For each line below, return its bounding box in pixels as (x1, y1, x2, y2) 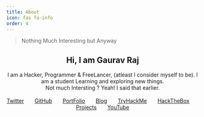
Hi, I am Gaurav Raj (66, 55, 139, 65)
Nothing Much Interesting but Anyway (21, 37, 117, 45)
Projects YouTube (76, 104, 129, 111)
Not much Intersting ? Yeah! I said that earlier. (45, 84, 160, 92)
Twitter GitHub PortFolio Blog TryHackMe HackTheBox (6, 97, 190, 105)
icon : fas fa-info (6, 15, 53, 21)
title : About (6, 9, 40, 15)
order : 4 (6, 20, 29, 26)
